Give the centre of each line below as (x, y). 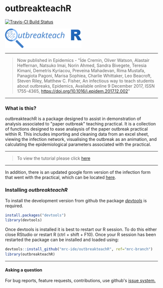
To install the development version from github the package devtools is (76, 200)
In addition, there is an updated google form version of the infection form (78, 172)
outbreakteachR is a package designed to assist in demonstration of (73, 119)
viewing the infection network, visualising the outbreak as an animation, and (81, 139)
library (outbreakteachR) (30, 255)
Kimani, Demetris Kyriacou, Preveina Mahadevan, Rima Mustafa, (81, 70)
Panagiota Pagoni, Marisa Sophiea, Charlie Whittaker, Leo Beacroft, (84, 76)
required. (14, 206)
